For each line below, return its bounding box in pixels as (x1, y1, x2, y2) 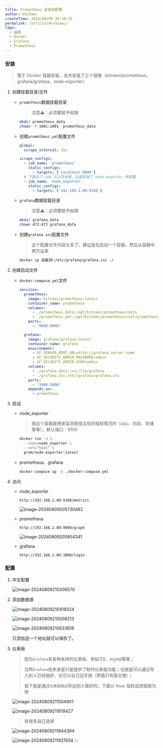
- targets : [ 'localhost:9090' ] (32, 170, 96, 175)
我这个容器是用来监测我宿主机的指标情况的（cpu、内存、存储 (31, 420, 154, 427)
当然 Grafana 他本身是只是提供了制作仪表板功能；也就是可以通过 (24, 666, 150, 672)
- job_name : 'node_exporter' (23, 179, 83, 184)
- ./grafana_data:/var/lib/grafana (32, 369, 104, 374)
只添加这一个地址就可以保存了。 (12, 635, 76, 641)
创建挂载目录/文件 (12, 89, 48, 95)
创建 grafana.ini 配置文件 (19, 232, 69, 237)
